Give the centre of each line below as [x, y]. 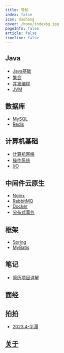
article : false [21, 33]
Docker [20, 206]
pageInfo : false [22, 29]
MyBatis [21, 247]
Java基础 [22, 71]
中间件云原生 [25, 183]
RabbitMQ [23, 201]
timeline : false [22, 38]
